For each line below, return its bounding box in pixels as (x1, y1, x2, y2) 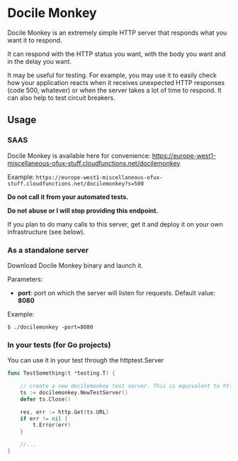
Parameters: (7, 275, 43, 283)
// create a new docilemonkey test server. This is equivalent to (20, 382, 220, 390)
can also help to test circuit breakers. (7, 93, 115, 102)
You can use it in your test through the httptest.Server (7, 356, 164, 365)
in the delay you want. (7, 57, 72, 65)
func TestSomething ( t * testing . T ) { (7, 370, 115, 377)
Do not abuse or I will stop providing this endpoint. (7, 206, 159, 215)
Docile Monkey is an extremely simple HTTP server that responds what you (7, 28, 227, 37)
